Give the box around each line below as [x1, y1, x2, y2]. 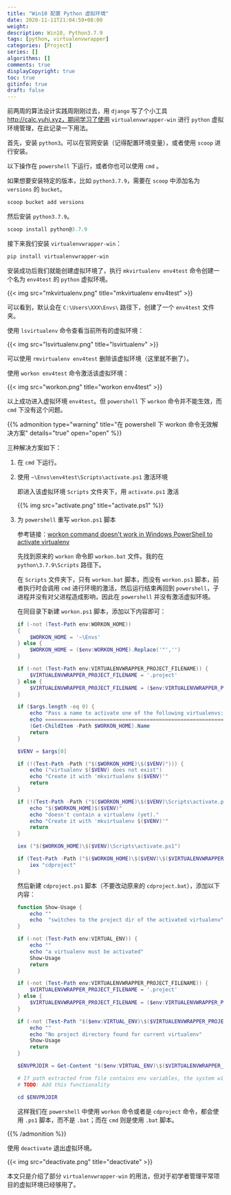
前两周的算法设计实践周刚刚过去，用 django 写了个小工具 [7, 107, 168, 115]
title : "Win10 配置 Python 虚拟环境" [7, 10, 109, 17]
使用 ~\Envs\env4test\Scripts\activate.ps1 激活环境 [16, 473, 168, 481]
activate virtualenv [16, 538, 70, 546]
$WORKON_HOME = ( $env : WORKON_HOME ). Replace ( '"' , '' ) [30, 646, 181, 653]
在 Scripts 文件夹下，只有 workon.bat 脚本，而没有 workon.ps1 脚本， [16, 575, 213, 583]
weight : [7, 23, 30, 30]
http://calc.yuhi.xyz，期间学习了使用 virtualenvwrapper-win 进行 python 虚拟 [7, 115, 224, 124]
